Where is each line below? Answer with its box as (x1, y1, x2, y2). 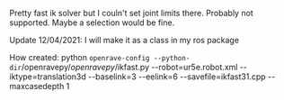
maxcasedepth (9, 81, 65, 91)
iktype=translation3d (9, 71, 87, 82)
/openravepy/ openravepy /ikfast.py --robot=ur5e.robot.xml (21, 62, 238, 72)
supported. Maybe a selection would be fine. (9, 17, 175, 28)
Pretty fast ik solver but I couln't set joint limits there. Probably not (9, 8, 253, 18)
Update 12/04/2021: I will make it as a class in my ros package (9, 35, 240, 45)
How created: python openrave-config (9, 52, 150, 62)
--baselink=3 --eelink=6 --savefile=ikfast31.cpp (88, 71, 267, 82)
